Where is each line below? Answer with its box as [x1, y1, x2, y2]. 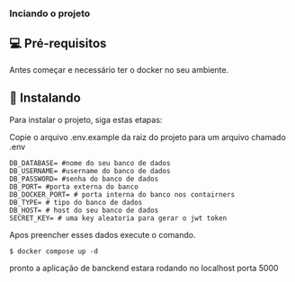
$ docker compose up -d [9, 246, 99, 256]
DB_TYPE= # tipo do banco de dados [9, 198, 143, 207]
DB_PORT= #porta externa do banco [9, 182, 139, 191]
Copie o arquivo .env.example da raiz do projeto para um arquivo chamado [9, 131, 286, 142]
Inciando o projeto [9, 7, 91, 20]
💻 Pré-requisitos [9, 36, 107, 51]
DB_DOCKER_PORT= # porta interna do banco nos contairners [9, 189, 236, 199]
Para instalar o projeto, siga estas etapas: [9, 114, 163, 125]
